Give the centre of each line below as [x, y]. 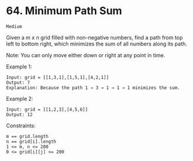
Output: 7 [18, 83]
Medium [14, 27]
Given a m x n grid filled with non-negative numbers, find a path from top [94, 37]
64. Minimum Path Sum [64, 11]
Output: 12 [19, 114]
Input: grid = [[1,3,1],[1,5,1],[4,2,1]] [58, 77]
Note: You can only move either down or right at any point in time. [86, 55]
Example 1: [19, 67]
